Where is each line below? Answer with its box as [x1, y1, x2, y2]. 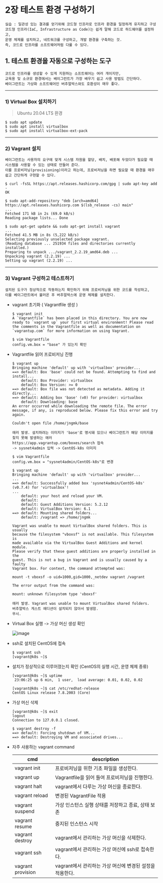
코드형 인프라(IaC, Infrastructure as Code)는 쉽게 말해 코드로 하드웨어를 [5, 27, 142, 32]
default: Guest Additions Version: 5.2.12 [21, 502, 108, 507]
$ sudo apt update [5, 120, 42, 125]
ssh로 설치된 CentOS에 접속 [12, 640, 66, 646]
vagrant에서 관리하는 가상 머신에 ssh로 [55, 846, 140, 853]
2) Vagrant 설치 [5, 145, 41, 152]
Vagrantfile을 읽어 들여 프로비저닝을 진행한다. [55, 774, 154, 781]
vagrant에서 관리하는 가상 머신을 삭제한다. [55, 834, 147, 841]
